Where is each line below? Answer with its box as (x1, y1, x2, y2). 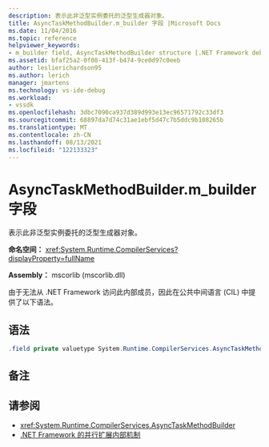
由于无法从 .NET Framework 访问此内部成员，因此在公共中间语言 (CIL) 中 (8, 288, 249, 297)
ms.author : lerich (8, 71, 70, 79)
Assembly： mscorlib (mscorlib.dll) (8, 270, 126, 280)
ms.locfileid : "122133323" (8, 146, 98, 154)
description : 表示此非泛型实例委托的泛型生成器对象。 (8, 11, 169, 20)
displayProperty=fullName (8, 254, 95, 264)
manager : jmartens (8, 79, 70, 87)
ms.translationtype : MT (8, 123, 88, 131)
